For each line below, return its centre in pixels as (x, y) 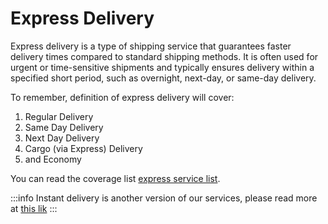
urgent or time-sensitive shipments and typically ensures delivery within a (162, 67)
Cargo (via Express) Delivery (83, 148)
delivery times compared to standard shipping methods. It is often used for (164, 56)
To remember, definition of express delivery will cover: (122, 97)
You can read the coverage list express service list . (115, 178)
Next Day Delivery (62, 138)
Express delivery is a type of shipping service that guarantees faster (151, 46)
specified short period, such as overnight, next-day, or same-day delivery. (163, 78)
